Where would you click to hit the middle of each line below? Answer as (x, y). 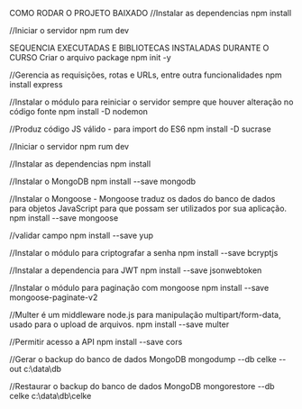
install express (36, 84)
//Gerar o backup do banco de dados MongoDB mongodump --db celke (143, 359)
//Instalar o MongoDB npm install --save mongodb (103, 181)
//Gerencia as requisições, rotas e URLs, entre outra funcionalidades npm (146, 75)
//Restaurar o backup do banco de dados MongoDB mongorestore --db (142, 386)
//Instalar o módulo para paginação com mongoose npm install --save (139, 288)
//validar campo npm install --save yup (82, 235)
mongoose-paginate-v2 (54, 297)
